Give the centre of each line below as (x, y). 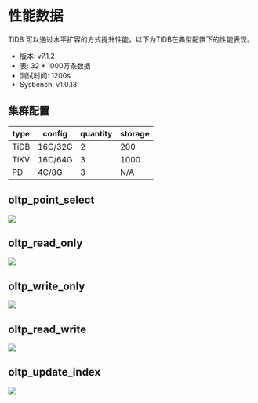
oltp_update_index (55, 372)
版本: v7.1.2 (37, 56)
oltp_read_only (45, 243)
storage (135, 133)
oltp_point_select (51, 200)
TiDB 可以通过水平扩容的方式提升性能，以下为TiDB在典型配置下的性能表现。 (131, 39)
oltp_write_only (47, 286)
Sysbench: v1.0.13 (48, 84)
